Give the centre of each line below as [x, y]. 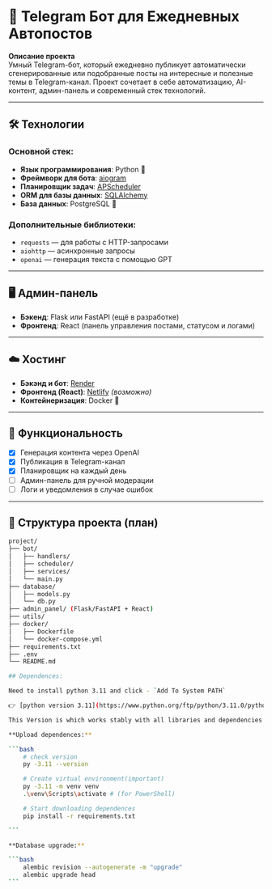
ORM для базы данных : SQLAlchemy [84, 195]
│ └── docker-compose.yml [56, 639]
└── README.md [32, 662]
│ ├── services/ [39, 571]
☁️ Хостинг [37, 360]
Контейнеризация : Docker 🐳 [70, 400]
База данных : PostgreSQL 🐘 [68, 203]
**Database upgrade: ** [47, 845]
